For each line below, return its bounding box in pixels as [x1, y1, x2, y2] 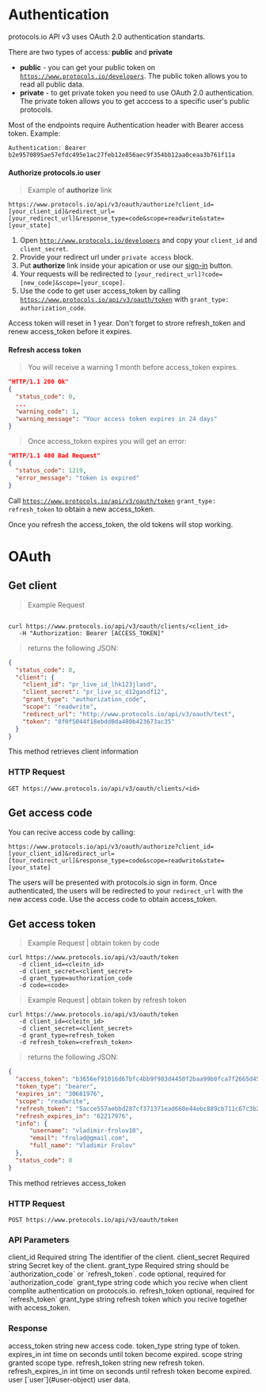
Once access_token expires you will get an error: [27, 437, 188, 446]
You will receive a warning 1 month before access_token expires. [27, 363, 239, 372]
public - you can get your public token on [19, 62, 156, 72]
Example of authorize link [27, 185, 112, 195]
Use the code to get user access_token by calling [19, 286, 180, 295]
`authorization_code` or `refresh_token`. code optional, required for [8, 1269, 226, 1279]
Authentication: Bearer [8, 144, 87, 152]
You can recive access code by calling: [8, 827, 136, 837]
